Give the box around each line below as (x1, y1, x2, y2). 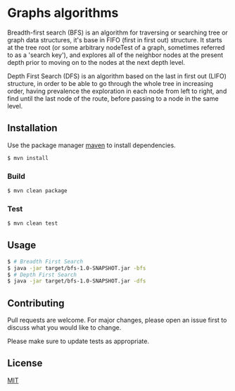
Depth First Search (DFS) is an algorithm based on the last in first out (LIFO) (7, 72, 227, 80)
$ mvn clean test (7, 220, 58, 227)
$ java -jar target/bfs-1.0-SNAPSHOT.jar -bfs (7, 264, 146, 272)
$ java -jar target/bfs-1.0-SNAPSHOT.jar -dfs (7, 278, 146, 285)
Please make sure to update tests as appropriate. (7, 337, 150, 346)
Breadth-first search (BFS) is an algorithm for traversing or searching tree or (7, 28, 229, 37)
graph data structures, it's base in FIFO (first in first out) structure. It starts (7, 35, 223, 44)
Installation (7, 122, 58, 135)
